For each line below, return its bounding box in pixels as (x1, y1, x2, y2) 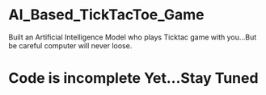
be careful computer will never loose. (8, 40, 133, 50)
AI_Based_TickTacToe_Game (8, 6, 205, 24)
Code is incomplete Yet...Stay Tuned (8, 69, 259, 88)
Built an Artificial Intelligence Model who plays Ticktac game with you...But (8, 32, 257, 42)
